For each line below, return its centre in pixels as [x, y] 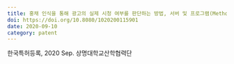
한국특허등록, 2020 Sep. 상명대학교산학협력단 [70, 53]
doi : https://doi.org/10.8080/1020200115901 [73, 20]
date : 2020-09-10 [32, 26]
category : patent [32, 33]
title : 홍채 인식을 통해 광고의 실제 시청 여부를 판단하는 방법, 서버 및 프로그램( [110, 13]
